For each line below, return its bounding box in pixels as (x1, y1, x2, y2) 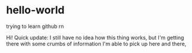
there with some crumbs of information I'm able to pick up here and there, (6, 40, 187, 47)
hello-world (6, 3, 65, 17)
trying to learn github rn (6, 23, 64, 30)
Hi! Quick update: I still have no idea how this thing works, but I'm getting (6, 34, 184, 41)
